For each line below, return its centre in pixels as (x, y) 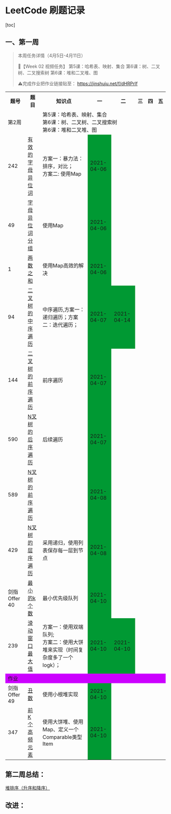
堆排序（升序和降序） (27, 787)
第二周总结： (25, 774)
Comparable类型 (62, 737)
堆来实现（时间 (61, 649)
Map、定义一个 (61, 729)
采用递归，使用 (61, 542)
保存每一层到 (63, 550)
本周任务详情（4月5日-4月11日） (52, 55)
